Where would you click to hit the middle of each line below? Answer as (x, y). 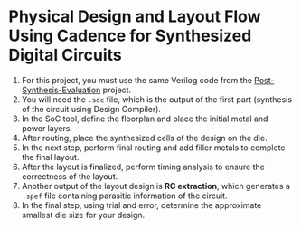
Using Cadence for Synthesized (130, 36)
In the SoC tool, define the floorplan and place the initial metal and (145, 119)
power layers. (47, 128)
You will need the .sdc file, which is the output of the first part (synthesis (157, 99)
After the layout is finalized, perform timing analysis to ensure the (143, 167)
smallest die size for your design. (83, 215)
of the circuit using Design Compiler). (91, 109)
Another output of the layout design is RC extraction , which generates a (156, 186)
